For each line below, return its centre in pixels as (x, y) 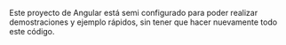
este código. (32, 31)
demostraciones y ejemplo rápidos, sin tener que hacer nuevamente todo (143, 22)
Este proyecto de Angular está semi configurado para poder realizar (134, 13)
